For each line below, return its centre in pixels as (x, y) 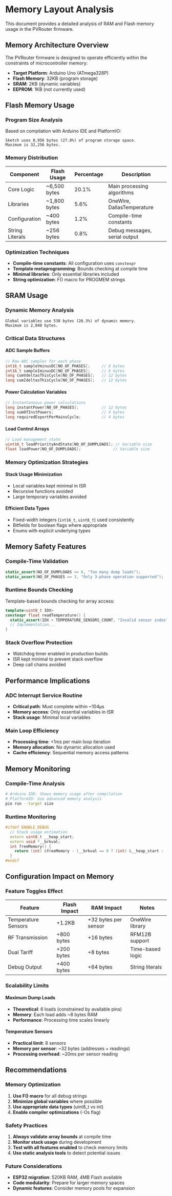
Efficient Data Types (27, 508)
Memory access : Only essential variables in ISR (63, 712)
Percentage (89, 174)
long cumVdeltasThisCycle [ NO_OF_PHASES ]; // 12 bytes (66, 376)
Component (24, 174)
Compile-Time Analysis (35, 783)
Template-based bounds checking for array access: (60, 601)
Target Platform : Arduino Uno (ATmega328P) (61, 73)
